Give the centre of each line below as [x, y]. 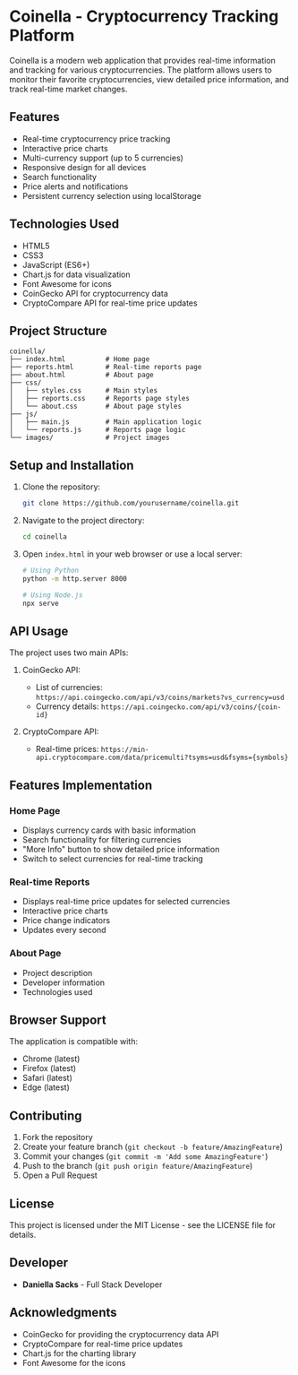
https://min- [125, 750]
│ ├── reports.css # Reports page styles [100, 399]
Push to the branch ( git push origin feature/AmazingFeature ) [137, 1166]
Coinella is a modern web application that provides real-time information [142, 60]
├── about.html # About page [81, 375]
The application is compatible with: [74, 1042]
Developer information [64, 982]
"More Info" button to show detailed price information [121, 849]
